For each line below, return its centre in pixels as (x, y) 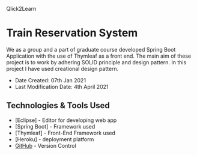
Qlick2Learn (21, 9)
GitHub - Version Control (45, 145)
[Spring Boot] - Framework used (55, 126)
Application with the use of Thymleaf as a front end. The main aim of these (98, 56)
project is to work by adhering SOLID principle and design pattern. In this (96, 62)
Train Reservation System (72, 33)
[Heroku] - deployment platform (54, 139)
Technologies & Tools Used (58, 105)
